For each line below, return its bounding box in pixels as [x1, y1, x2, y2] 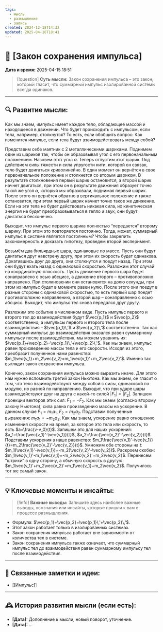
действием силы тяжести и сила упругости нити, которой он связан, [5, 162, 148, 167]
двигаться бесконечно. [5, 213, 53, 219]
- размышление [9, 16, 38, 21]
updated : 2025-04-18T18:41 [5, 30, 60, 35]
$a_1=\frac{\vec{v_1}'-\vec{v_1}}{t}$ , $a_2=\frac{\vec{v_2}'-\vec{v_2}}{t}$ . [5, 431, 152, 437]
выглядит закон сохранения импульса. [5, 361, 86, 367]
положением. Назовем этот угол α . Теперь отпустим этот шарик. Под [5, 156, 150, 162]
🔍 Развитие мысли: [5, 106, 68, 114]
